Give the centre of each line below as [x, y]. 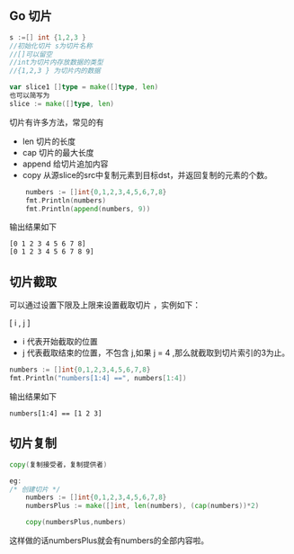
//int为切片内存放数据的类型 [56, 63]
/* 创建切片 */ [35, 489]
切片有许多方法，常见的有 [57, 122]
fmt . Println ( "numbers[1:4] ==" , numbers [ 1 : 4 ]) [98, 379]
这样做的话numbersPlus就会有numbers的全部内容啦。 [109, 541]
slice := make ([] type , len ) [62, 103]
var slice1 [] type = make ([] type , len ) [84, 87]
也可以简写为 [30, 96]
